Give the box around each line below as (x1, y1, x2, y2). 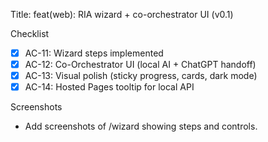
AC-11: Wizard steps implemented (24, 47, 164, 59)
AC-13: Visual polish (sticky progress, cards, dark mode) (24, 70, 258, 82)
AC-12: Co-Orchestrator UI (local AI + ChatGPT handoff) (24, 59, 257, 71)
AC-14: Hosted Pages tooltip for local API (24, 81, 195, 93)
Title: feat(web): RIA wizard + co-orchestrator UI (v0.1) (10, 9, 234, 20)
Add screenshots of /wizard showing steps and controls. (24, 120, 258, 133)
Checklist (10, 28, 50, 39)
